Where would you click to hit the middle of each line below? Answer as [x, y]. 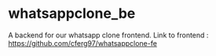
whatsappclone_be [72, 14]
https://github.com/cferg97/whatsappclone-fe [82, 43]
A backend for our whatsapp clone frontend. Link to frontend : [108, 35]
